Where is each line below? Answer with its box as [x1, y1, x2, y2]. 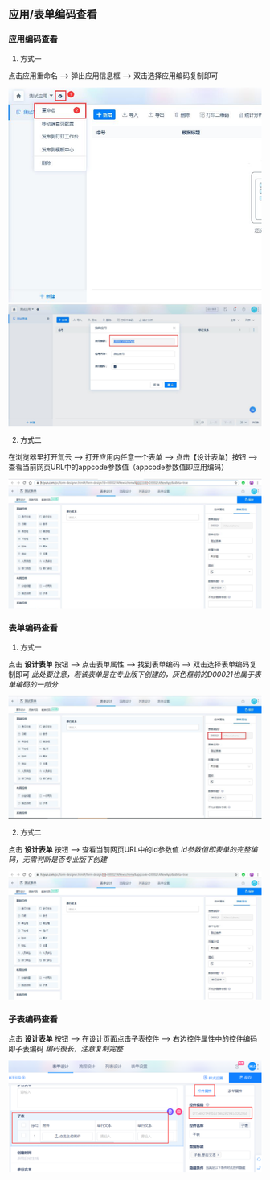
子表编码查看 [8, 1013, 59, 1025]
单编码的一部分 [8, 679, 58, 689]
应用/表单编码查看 [8, 7, 98, 22]
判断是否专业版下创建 [35, 854, 107, 864]
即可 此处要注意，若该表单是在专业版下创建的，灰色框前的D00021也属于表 [14, 669, 261, 679]
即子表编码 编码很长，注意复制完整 [8, 1043, 123, 1053]
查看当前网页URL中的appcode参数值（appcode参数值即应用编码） [8, 462, 229, 472]
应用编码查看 [8, 34, 59, 45]
